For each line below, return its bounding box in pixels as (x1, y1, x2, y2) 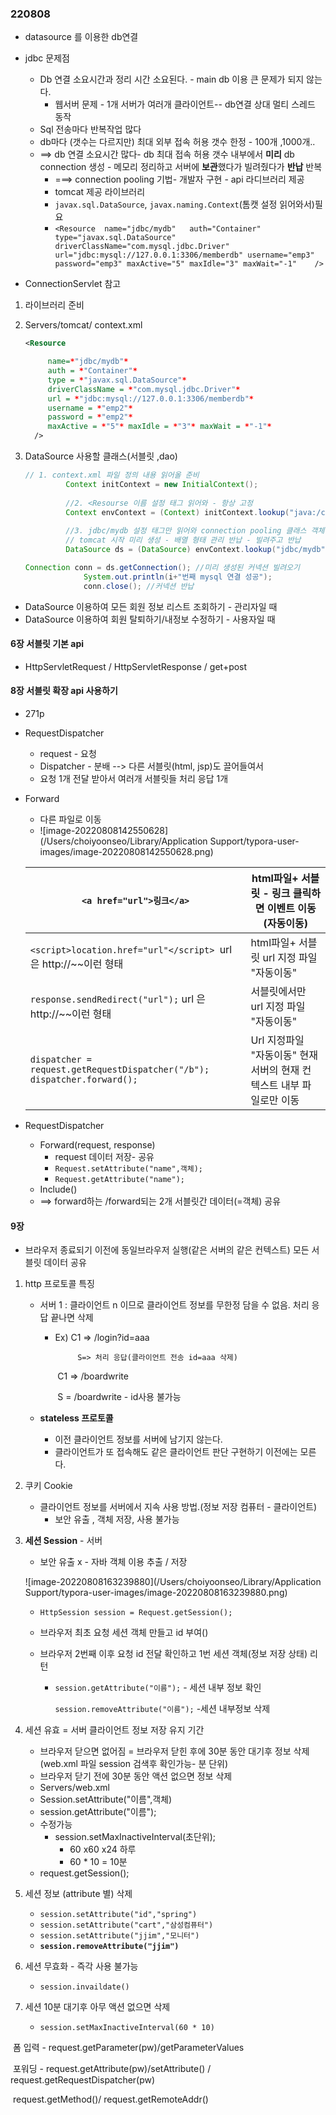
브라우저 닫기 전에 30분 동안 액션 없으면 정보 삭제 (39, 1770, 233, 1782)
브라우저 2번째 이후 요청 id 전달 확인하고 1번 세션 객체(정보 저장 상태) (39, 1648, 308, 1660)
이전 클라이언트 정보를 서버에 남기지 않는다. (54, 1433, 223, 1446)
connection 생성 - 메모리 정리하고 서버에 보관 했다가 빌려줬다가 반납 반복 (39, 161, 323, 173)
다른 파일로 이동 (39, 813, 102, 825)
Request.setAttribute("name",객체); (54, 1163, 204, 1174)
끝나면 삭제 (50, 1312, 94, 1324)
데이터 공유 (43, 1257, 87, 1269)
